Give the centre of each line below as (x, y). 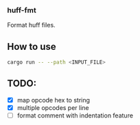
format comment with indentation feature (75, 115)
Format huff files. (32, 25)
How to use (32, 46)
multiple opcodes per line (53, 107)
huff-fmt (22, 10)
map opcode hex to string (54, 100)
